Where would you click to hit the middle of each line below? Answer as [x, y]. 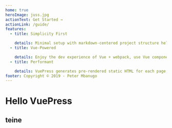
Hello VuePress [39, 101]
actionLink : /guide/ [27, 24]
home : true [17, 10]
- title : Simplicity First [39, 34]
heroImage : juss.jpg [27, 15]
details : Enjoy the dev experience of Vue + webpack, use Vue [82, 57]
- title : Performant [32, 62]
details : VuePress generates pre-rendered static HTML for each [84, 71]
